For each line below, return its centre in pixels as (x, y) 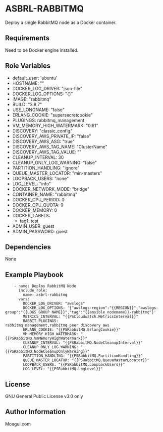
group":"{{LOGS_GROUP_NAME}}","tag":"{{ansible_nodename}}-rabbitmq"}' (81, 312)
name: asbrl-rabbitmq (45, 295)
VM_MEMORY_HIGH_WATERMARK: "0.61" (55, 126)
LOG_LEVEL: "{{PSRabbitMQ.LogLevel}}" (63, 369)
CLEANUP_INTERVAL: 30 (38, 157)
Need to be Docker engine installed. (42, 50)
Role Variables (28, 66)
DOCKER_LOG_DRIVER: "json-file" (47, 88)
